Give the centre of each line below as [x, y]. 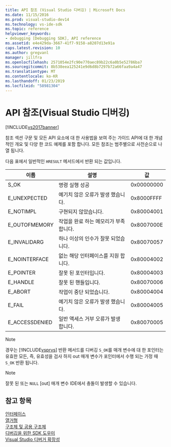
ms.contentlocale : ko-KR [32, 76]
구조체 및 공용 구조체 [26, 427]
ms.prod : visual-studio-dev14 [37, 19]
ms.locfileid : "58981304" [33, 86]
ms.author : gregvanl [27, 52]
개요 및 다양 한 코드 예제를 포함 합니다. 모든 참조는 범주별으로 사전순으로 [86, 144]
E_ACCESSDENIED [30, 322]
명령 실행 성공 [74, 185]
